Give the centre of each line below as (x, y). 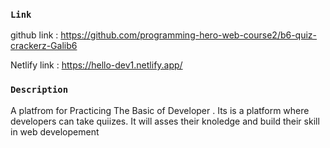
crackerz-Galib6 (44, 46)
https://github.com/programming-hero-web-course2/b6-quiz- (189, 35)
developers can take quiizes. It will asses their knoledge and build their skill (165, 121)
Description (39, 90)
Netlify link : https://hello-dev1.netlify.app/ (96, 65)
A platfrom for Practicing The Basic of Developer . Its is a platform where (160, 110)
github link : (34, 35)
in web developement (55, 131)
